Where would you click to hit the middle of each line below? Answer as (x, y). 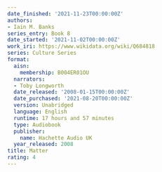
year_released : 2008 (43, 145)
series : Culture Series (42, 53)
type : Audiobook (37, 125)
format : (19, 60)
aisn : (22, 66)
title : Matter (28, 151)
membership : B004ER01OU (55, 72)
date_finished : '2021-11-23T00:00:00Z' (66, 14)
